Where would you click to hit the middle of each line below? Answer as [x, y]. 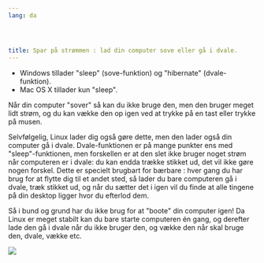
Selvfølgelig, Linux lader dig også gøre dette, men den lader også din [120, 137]
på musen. [25, 121]
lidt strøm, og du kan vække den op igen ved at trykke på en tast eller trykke [132, 113]
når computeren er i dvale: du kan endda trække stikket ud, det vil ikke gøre [131, 161]
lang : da [22, 15]
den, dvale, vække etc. [45, 235]
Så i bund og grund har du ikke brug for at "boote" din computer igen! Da [127, 210]
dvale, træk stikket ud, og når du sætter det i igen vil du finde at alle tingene [131, 187]
